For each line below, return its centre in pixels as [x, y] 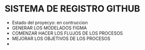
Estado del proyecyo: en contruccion [50, 22]
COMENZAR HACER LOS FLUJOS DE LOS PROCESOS [67, 33]
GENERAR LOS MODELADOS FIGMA [49, 27]
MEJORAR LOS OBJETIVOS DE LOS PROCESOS [61, 38]
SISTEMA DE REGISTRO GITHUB [72, 9]
